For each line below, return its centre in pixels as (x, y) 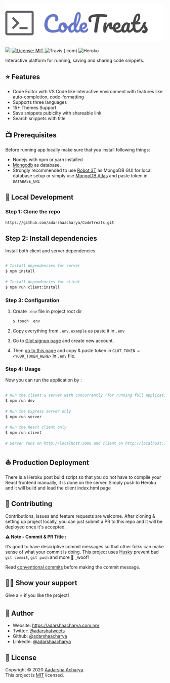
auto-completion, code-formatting (48, 97)
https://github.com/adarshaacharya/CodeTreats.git (60, 222)
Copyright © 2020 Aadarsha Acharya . (45, 670)
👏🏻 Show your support (41, 583)
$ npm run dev (20, 401)
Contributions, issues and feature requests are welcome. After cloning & (80, 516)
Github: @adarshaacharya (40, 636)
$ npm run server (24, 416)
